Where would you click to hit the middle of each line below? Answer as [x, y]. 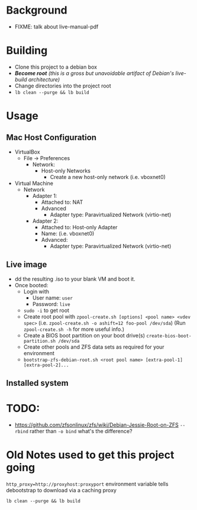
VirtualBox [27, 152]
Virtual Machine [34, 183]
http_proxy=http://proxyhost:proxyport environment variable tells [87, 484]
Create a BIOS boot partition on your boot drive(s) [84, 335]
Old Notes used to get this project [90, 455]
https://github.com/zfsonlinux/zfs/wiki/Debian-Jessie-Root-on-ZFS [96, 425]
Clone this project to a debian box [56, 67]
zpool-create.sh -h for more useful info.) [74, 329]
